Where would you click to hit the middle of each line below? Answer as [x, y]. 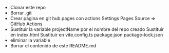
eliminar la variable [30, 40]
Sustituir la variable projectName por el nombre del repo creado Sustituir [87, 29]
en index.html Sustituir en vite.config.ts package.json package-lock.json [87, 35]
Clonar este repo [28, 7]
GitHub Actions [26, 24]
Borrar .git [21, 13]
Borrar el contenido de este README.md [53, 46]
